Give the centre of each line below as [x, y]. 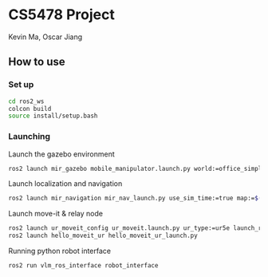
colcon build [30, 109]
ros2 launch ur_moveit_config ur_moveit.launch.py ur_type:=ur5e [119, 228]
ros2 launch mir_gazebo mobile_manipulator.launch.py [100, 168]
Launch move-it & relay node [56, 214]
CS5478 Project [62, 15]
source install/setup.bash [53, 116]
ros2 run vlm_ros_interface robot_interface [83, 266]
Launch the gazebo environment [62, 154]
